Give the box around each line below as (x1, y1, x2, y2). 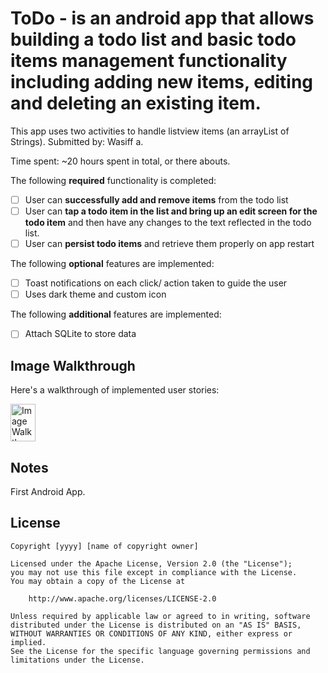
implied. (10, 637, 47, 647)
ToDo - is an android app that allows (10, 7, 315, 30)
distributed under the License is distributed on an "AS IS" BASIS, (10, 620, 302, 630)
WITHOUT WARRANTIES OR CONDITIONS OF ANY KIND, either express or (10, 628, 293, 639)
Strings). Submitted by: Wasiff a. (10, 135, 144, 147)
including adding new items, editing (10, 71, 314, 94)
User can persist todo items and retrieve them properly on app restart (24, 238, 315, 250)
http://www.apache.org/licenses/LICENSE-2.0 (28, 593, 217, 604)
